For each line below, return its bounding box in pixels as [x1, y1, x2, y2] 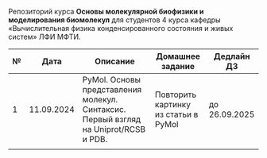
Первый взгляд [82, 114, 141, 125]
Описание [95, 56, 135, 67]
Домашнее [156, 51, 200, 62]
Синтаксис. [82, 104, 126, 114]
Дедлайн [213, 51, 250, 62]
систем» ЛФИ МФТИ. [8, 32, 81, 41]
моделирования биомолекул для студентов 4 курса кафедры [8, 15, 221, 25]
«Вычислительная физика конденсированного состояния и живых [8, 24, 234, 33]
